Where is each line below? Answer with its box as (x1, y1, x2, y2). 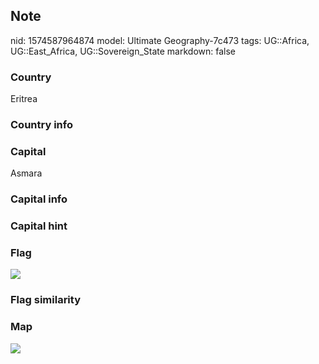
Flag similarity (10, 293, 81, 307)
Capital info (10, 192, 68, 206)
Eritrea (10, 93, 38, 105)
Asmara (10, 167, 43, 179)
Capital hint (10, 219, 68, 233)
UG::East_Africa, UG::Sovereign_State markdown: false (10, 45, 236, 57)
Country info (10, 118, 73, 132)
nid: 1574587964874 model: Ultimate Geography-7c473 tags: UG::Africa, (10, 34, 310, 46)
